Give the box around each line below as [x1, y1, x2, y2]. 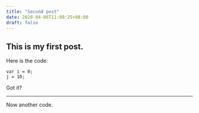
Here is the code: [6, 57, 49, 64]
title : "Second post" [6, 8, 60, 15]
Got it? [6, 84, 23, 92]
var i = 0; [6, 69, 33, 75]
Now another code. [6, 101, 53, 108]
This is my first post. [6, 41, 84, 51]
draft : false [6, 20, 38, 25]
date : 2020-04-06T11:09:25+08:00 [6, 14, 89, 20]
